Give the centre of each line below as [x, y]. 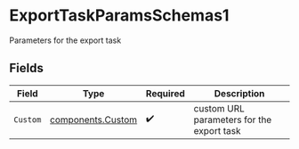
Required [165, 93]
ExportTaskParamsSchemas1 [119, 16]
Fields [27, 68]
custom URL [219, 108]
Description [239, 93]
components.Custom [94, 120]
